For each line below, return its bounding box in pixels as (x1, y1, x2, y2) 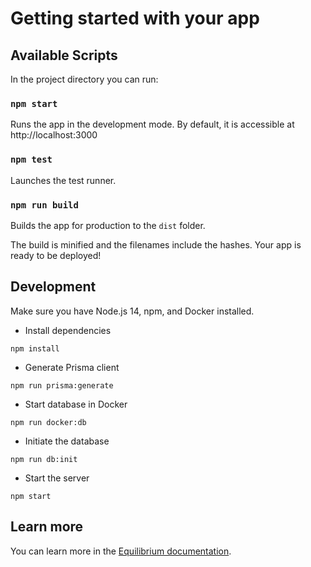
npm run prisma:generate (10, 380, 114, 391)
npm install (10, 343, 60, 354)
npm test (10, 154, 53, 166)
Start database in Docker (24, 398, 128, 410)
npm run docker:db (10, 417, 87, 427)
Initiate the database (24, 435, 110, 447)
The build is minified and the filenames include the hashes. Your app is (10, 238, 302, 251)
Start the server (24, 472, 90, 484)
